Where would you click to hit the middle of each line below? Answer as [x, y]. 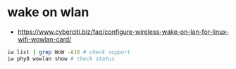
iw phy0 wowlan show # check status [61, 58]
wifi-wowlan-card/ [44, 39]
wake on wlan [48, 12]
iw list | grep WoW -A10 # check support [69, 52]
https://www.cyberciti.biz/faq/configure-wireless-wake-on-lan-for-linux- [123, 32]
